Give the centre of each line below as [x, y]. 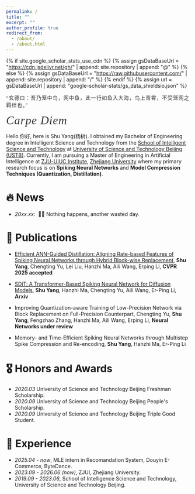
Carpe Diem [37, 120]
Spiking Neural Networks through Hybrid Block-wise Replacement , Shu [100, 260]
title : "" [18, 17]
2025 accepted [33, 272]
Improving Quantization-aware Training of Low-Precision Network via [98, 307]
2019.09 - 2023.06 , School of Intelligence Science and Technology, [95, 478]
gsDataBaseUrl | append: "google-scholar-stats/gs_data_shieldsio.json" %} [97, 85]
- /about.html [28, 44]
